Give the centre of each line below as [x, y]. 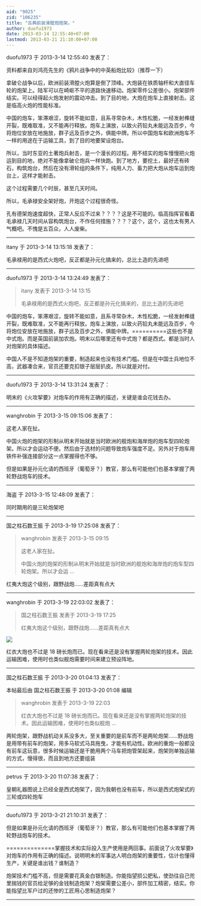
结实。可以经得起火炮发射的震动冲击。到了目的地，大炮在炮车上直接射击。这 [100, 98]
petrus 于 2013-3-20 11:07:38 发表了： [53, 776]
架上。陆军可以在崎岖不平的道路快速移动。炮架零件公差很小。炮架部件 [108, 90]
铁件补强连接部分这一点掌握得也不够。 [53, 456]
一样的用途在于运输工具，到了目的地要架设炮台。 [66, 140]
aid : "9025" [21, 12]
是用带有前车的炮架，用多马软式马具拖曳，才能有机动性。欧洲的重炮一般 [95, 743]
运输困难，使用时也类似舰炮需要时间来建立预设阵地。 [72, 659]
